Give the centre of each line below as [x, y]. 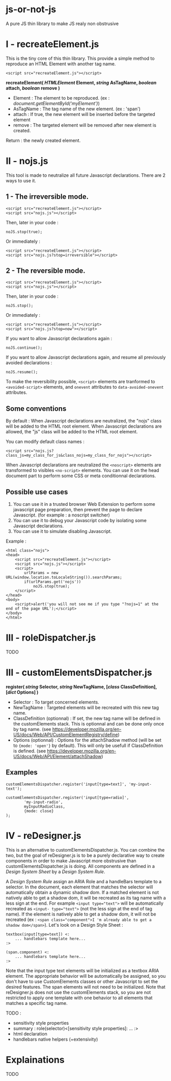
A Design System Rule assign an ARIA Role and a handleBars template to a [84, 881]
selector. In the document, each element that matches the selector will [79, 887]
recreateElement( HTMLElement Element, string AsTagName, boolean [81, 82]
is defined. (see [30, 751]
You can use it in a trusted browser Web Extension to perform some [84, 504]
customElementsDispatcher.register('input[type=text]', [66, 784]
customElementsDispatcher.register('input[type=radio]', [67, 797]
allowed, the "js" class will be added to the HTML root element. [72, 432]
